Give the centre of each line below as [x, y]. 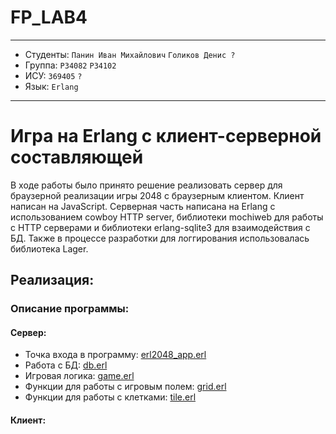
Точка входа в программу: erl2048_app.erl [115, 355]
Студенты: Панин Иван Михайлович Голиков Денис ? [130, 54]
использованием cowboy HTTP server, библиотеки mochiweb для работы [167, 217]
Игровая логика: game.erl [79, 376]
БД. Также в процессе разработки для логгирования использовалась [160, 238]
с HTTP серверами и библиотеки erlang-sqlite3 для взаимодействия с [160, 227]
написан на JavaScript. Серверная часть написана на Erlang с [143, 206]
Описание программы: [70, 309]
